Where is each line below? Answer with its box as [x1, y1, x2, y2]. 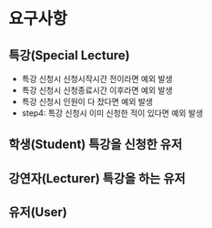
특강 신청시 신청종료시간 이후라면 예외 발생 [21, 85, 174, 96]
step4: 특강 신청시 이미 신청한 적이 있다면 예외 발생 [21, 108, 204, 119]
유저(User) [8, 204, 67, 220]
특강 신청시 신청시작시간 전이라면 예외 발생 [21, 74, 174, 84]
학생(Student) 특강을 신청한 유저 [8, 137, 183, 152]
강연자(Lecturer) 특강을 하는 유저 [8, 171, 186, 186]
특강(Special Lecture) [8, 47, 130, 63]
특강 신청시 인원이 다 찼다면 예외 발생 [21, 97, 154, 107]
